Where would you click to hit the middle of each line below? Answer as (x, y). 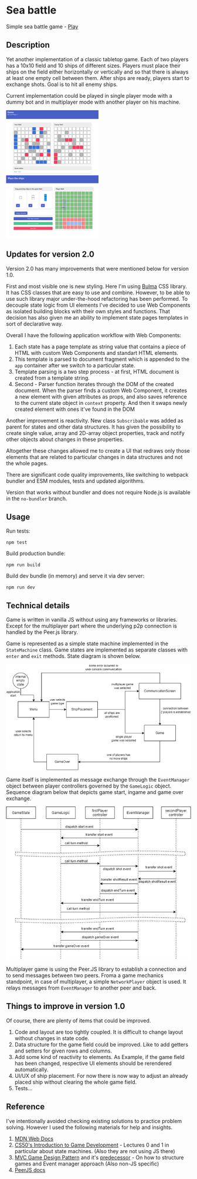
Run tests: (18, 531)
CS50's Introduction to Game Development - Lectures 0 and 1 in (92, 1145)
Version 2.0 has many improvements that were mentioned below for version (98, 268)
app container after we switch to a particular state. (75, 365)
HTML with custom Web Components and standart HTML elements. (96, 353)
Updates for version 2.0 (50, 255)
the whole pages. (27, 463)
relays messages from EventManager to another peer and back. (81, 988)
